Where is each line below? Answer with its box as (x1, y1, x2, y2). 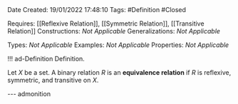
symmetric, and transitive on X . (7, 76, 99, 84)
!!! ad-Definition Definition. (7, 55, 86, 63)
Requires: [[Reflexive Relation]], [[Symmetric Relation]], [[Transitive (7, 19, 205, 28)
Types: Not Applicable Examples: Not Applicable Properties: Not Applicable (7, 41, 229, 49)
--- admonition (7, 90, 51, 98)
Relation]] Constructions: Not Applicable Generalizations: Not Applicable (7, 27, 221, 35)
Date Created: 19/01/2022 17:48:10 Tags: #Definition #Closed (7, 6, 187, 14)
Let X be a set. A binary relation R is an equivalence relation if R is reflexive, (7, 68, 232, 76)
